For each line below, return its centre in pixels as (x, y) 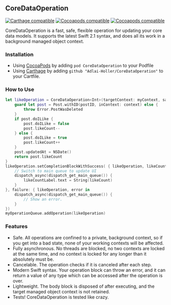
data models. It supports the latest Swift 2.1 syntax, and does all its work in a (85, 36)
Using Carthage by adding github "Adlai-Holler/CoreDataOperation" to (88, 71)
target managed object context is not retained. (61, 291)
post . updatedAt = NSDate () (43, 152)
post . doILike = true (45, 138)
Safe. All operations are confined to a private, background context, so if (88, 237)
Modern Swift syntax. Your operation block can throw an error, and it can (89, 270)
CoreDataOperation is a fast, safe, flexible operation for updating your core (84, 30)
